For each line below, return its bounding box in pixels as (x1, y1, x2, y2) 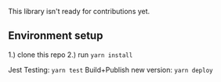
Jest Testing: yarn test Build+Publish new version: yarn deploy (8, 65, 213, 74)
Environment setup (8, 29, 103, 42)
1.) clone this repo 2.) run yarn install (8, 50, 133, 59)
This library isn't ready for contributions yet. (8, 7, 150, 16)
